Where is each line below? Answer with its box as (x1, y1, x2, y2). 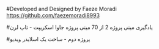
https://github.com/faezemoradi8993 (6, 12, 100, 19)
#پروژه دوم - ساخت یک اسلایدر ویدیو (6, 36, 91, 42)
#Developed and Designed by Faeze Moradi (6, 6, 117, 12)
